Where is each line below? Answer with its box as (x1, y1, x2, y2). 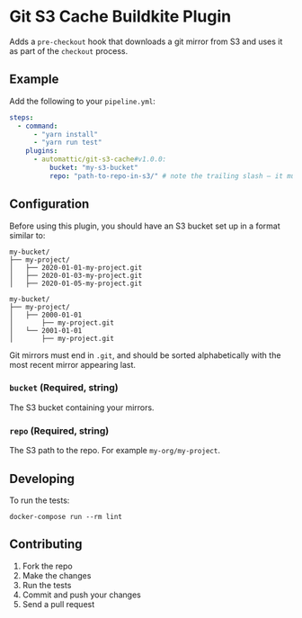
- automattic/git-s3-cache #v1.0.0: (32, 155, 167, 164)
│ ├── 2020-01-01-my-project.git (9, 263, 143, 272)
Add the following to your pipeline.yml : (9, 95, 155, 106)
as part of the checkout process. (9, 45, 129, 56)
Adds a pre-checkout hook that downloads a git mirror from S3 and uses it (9, 36, 283, 47)
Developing (9, 470, 75, 487)
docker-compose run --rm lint (9, 512, 123, 521)
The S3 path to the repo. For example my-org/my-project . (9, 445, 220, 456)
